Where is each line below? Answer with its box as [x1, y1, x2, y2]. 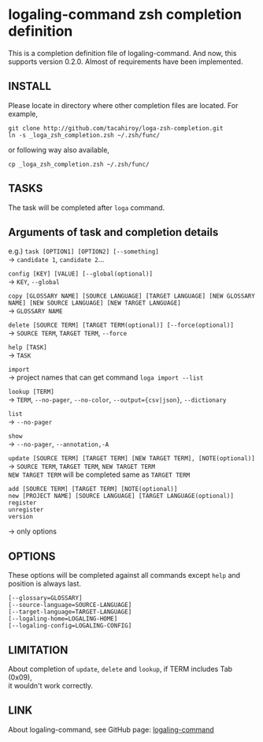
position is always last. [8, 579, 81, 589]
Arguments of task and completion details [8, 225, 219, 238]
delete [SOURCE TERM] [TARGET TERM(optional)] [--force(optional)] [8, 321, 235, 329]
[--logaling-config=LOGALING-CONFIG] [8, 622, 132, 630]
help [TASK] [8, 343, 47, 352]
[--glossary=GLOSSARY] [8, 594, 83, 602]
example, [8, 109, 38, 118]
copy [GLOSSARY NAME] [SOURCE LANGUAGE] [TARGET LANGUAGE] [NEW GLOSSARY [8, 292, 256, 301]
